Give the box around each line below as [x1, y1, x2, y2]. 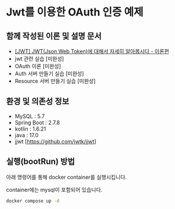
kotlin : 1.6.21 [14, 125, 46, 132]
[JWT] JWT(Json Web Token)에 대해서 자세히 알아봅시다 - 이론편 [14, 48, 170, 55]
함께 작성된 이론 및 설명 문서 [6, 31, 102, 41]
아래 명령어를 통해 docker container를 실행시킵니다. [6, 173, 127, 180]
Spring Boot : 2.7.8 [14, 119, 61, 126]
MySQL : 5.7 [14, 112, 45, 119]
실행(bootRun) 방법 [6, 157, 75, 167]
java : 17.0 [14, 131, 39, 138]
